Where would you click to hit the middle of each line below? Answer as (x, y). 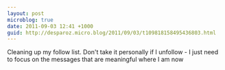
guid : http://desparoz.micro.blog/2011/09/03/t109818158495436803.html (111, 33)
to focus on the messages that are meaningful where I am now (95, 60)
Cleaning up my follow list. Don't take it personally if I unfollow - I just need (113, 52)
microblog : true (30, 20)
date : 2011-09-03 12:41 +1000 (50, 26)
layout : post (26, 13)
